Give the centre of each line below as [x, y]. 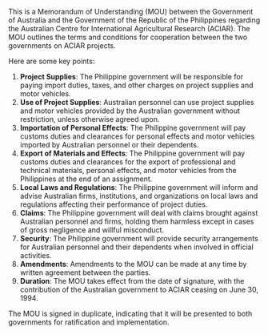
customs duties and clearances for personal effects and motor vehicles [137, 136]
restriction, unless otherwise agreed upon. [90, 119]
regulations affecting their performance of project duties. [114, 204]
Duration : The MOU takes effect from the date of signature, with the [132, 281]
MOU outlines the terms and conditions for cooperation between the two [128, 37]
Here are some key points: [52, 61]
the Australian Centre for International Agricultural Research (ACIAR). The [129, 28]
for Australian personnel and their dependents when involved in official [136, 247]
